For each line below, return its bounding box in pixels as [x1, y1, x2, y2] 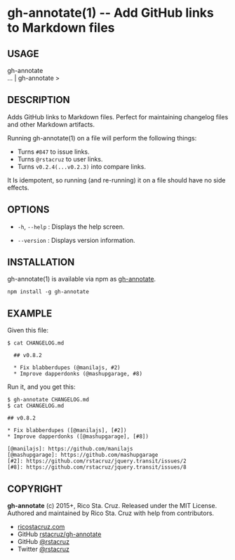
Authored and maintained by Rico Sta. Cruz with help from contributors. [7, 509, 215, 517]
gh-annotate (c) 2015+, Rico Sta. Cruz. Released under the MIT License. [7, 502, 217, 510]
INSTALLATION [7, 256, 75, 268]
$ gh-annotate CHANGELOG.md [7, 396, 90, 404]
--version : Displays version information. [17, 236, 135, 244]
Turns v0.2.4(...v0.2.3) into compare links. [17, 162, 146, 171]
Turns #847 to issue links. [17, 147, 90, 156]
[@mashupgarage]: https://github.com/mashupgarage [7, 451, 159, 459]
